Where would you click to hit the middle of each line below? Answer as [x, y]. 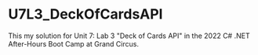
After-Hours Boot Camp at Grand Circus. [74, 43]
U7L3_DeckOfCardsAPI [85, 14]
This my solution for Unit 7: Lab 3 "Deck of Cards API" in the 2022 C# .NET [129, 36]
